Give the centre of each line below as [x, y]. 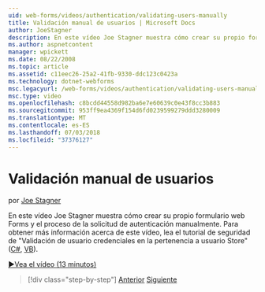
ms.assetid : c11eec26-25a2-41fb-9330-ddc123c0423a [93, 74]
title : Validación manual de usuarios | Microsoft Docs [102, 23]
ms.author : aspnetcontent [50, 45]
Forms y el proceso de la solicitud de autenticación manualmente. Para [123, 224]
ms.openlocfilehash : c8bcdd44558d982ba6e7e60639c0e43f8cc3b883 [114, 103]
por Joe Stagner [35, 201]
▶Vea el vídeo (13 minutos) [52, 264]
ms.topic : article [38, 67]
